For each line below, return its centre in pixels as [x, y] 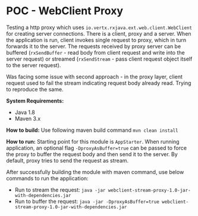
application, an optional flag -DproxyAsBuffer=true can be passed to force [97, 148]
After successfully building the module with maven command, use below [95, 172]
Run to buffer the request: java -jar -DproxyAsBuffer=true [87, 201]
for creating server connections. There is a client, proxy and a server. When [99, 33]
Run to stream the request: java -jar [60, 190]
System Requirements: [35, 101]
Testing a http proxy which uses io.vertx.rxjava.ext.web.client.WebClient [99, 27]
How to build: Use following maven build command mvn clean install [92, 130]
